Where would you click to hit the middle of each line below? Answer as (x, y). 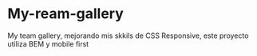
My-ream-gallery (66, 14)
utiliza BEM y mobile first (48, 43)
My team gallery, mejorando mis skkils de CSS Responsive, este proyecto (128, 35)
